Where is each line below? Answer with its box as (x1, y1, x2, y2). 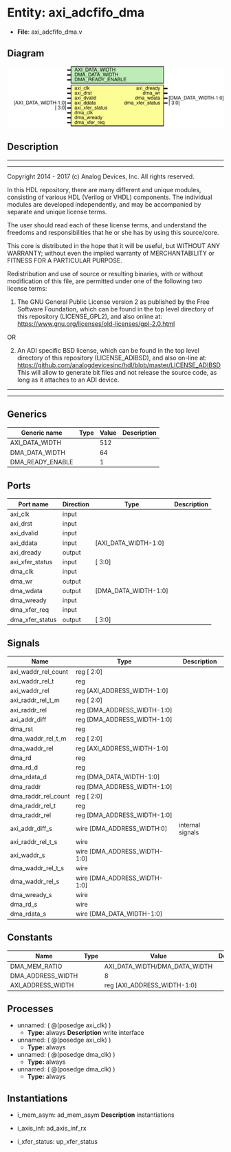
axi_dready (10, 548, 41, 556)
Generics (7, 409, 47, 420)
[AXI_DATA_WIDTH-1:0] (95, 539, 165, 547)
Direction (62, 500, 89, 508)
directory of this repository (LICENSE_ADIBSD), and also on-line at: (16, 353, 208, 362)
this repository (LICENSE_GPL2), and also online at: (16, 312, 163, 320)
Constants (7, 932, 53, 943)
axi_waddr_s (10, 851, 45, 859)
